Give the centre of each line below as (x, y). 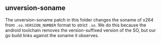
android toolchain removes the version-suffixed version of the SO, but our (81, 30)
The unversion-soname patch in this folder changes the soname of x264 (79, 20)
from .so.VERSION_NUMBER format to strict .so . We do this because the (76, 25)
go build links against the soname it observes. (52, 35)
